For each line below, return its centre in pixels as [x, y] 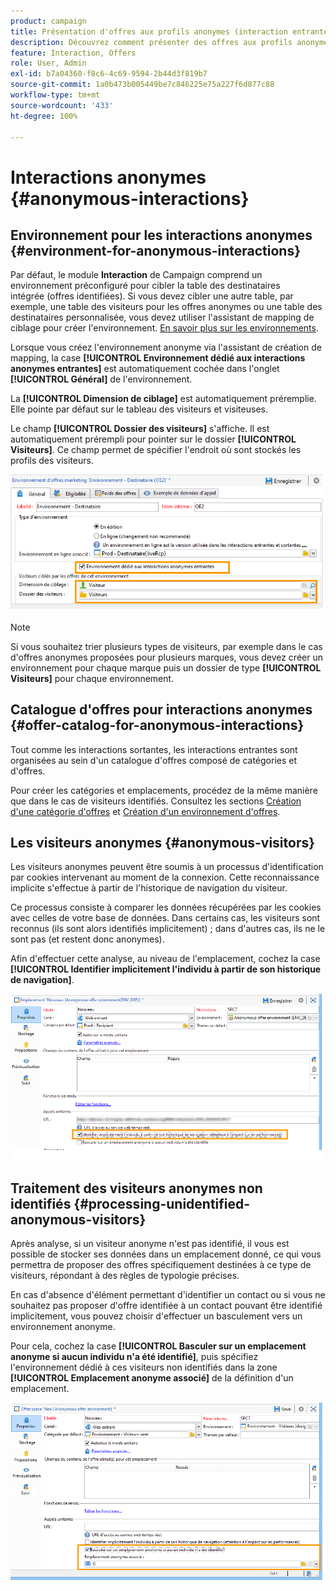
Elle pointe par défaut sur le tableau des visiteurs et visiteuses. [139, 409]
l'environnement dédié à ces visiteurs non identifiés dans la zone [144, 1367]
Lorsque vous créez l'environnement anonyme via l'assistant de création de [166, 347]
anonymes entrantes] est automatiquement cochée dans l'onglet [145, 369]
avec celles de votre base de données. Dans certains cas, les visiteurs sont [165, 918]
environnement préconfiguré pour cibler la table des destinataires [145, 286]
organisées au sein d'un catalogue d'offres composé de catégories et [154, 760]
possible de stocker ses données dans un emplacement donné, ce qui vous [166, 1254]
